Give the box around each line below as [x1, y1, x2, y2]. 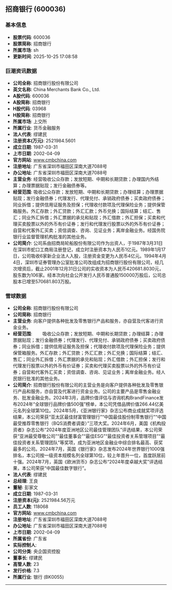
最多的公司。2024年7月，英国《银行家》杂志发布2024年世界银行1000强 [12, 446, 165, 452]
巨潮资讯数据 [5, 67, 37, 74]
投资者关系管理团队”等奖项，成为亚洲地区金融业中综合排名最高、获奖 [17, 439, 163, 446]
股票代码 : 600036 [12, 34, 51, 40]
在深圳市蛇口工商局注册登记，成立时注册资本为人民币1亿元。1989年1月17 [12, 246, 166, 252]
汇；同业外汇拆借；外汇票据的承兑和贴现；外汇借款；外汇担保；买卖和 [12, 214, 161, 220]
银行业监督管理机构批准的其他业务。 [12, 234, 90, 240]
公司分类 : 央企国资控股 [12, 549, 60, 555]
